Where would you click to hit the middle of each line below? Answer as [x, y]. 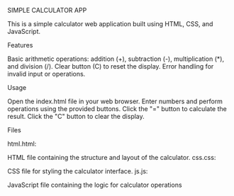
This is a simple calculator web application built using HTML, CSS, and [110, 24]
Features [20, 45]
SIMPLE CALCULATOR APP [47, 10]
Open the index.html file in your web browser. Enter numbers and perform [115, 101]
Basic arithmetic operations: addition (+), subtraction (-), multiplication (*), [116, 59]
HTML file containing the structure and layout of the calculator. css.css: [112, 157]
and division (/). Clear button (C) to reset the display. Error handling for [111, 66]
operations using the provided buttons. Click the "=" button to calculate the [117, 109]
